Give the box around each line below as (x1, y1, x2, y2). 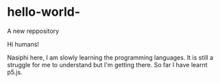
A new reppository (7, 27, 60, 35)
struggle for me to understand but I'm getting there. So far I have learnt (7, 60, 208, 69)
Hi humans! (7, 40, 40, 48)
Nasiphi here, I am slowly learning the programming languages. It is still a (7, 53, 214, 62)
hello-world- (7, 4, 81, 20)
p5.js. (7, 68, 23, 76)
